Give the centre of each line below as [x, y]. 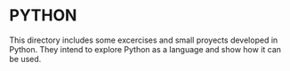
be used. [25, 59]
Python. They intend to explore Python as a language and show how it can [145, 49]
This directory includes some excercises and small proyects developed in [144, 40]
